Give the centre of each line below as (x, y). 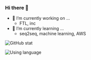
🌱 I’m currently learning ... (38, 29)
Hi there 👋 (17, 8)
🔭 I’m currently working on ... (41, 18)
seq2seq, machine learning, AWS (53, 34)
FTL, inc (27, 23)
